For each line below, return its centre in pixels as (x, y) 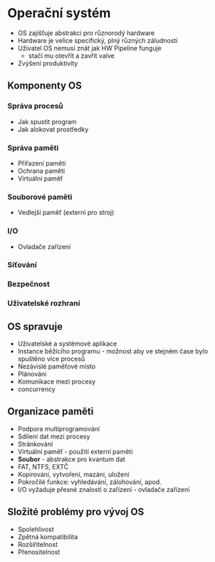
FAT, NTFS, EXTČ (43, 466)
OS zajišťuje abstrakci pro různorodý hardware (86, 33)
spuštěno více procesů (51, 359)
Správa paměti (33, 148)
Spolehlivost (36, 529)
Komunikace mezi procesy (57, 382)
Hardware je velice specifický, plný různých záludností (98, 40)
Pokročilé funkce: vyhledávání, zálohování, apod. (89, 482)
